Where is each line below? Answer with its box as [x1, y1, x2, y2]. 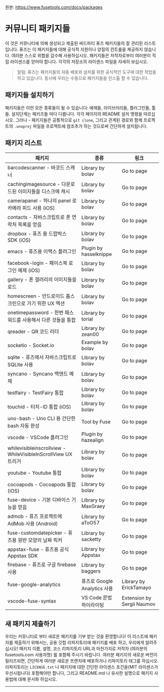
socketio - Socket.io [7, 342, 55, 348]
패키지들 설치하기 [5, 91, 54, 99]
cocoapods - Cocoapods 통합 [7, 481, 76, 488]
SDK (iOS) [7, 236, 31, 243]
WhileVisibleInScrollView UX [7, 451, 73, 458]
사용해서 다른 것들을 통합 [22, 316, 76, 323]
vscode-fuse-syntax [7, 598, 57, 604]
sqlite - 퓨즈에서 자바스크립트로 [7, 354, 77, 361]
